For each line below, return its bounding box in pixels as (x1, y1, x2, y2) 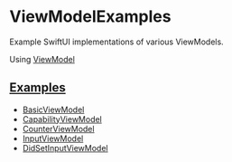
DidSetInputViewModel (22, 142, 108, 153)
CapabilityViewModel (22, 113, 102, 124)
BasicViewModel (22, 104, 85, 115)
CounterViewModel (22, 123, 95, 134)
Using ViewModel (9, 53, 75, 64)
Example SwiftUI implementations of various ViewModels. (9, 36, 224, 47)
